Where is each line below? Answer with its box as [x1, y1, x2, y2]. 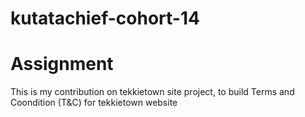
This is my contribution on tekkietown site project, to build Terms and [10, 86, 295, 98]
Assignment [10, 53, 114, 76]
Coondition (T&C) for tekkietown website [10, 97, 178, 109]
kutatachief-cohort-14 [10, 7, 200, 30]
